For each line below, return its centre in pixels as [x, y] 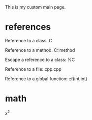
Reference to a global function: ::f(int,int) [46, 79]
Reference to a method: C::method [40, 50]
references [28, 27]
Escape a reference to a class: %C [40, 60]
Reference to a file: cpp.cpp [33, 69]
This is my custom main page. [35, 7]
